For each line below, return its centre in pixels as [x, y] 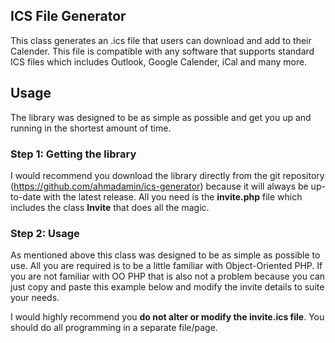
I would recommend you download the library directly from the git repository [167, 175]
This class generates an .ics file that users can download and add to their [161, 40]
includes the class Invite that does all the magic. [110, 207]
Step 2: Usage [45, 233]
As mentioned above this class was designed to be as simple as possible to [165, 255]
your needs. [35, 298]
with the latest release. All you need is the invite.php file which [173, 196]
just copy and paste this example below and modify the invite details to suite [167, 287]
